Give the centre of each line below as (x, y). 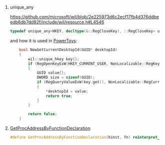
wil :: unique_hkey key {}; (54, 59)
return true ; (59, 96)
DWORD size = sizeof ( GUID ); (66, 77)
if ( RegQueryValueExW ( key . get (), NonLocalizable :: (90, 82)
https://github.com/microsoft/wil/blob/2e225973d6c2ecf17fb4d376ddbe (84, 17)
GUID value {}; (51, 73)
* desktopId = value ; (67, 91)
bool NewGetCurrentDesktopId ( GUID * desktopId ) (68, 50)
